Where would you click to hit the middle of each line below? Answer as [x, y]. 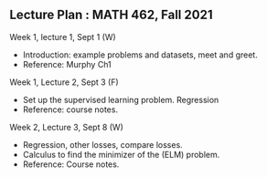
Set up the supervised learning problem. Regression [121, 99]
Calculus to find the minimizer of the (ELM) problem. [121, 154]
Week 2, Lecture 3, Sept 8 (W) [66, 127]
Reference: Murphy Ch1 [67, 64]
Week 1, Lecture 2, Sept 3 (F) [64, 82]
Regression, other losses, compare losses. [102, 144]
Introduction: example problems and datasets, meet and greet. [140, 55]
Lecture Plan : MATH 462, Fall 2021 [111, 15]
